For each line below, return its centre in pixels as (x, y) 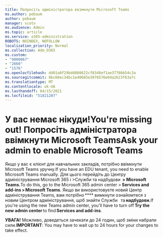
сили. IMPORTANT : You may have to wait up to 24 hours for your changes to (82, 225)
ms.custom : (16, 55)
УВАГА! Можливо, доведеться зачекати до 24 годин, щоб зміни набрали (81, 220)
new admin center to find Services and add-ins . (54, 211)
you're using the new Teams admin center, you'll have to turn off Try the (77, 205)
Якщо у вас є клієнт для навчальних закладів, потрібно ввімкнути (73, 164)
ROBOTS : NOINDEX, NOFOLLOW (32, 41)
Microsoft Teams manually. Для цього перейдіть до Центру (65, 174)
